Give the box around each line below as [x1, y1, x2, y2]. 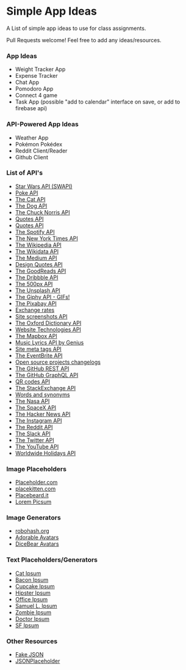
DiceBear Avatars [15, 540, 59, 548]
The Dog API [15, 202, 48, 209]
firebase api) [15, 105, 48, 112]
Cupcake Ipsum [15, 582, 55, 590]
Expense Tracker [15, 72, 58, 80]
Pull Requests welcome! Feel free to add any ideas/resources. [6, 36, 162, 43]
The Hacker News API [15, 410, 71, 418]
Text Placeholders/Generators [6, 555, 98, 564]
